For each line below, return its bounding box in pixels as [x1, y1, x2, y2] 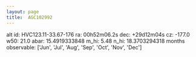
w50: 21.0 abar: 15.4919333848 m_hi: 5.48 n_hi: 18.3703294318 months [6, 37, 185, 44]
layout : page [6, 8, 39, 15]
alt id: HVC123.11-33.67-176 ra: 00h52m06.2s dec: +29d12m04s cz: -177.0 [6, 31, 191, 38]
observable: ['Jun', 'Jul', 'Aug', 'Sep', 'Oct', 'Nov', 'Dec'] [6, 43, 142, 51]
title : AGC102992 [6, 14, 53, 20]
